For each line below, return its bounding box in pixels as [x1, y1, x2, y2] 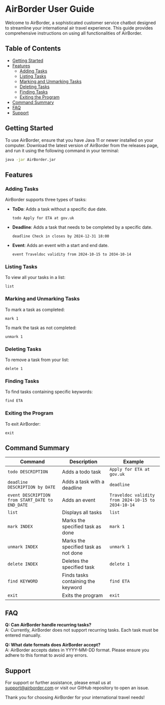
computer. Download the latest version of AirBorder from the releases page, [5, 142, 159, 148]
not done [62, 550, 83, 556]
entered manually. [5, 632, 42, 638]
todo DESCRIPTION [7, 469, 48, 475]
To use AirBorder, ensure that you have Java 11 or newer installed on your [5, 137, 154, 143]
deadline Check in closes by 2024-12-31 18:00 [12, 234, 110, 239]
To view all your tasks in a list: [5, 275, 65, 280]
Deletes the [62, 557, 88, 564]
